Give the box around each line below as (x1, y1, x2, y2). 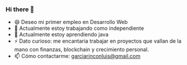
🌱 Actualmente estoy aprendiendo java (14, 31, 109, 38)
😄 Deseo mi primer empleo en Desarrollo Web (14, 19, 128, 26)
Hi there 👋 (5, 5, 35, 13)
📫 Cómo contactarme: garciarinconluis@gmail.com (14, 53, 141, 60)
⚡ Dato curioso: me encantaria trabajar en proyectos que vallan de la (14, 37, 182, 45)
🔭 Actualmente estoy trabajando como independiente (14, 25, 144, 32)
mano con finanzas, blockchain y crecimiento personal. (14, 46, 149, 53)
